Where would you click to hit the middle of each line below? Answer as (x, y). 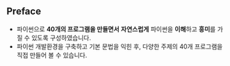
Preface (24, 11)
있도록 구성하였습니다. (61, 38)
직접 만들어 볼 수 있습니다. (52, 55)
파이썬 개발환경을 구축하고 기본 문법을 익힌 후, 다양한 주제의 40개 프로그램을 (120, 46)
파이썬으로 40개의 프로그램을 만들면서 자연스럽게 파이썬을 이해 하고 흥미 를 (116, 29)
